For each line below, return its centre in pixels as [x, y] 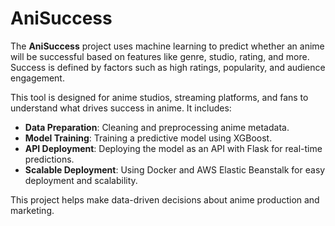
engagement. [37, 78]
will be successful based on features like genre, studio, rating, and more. [160, 56]
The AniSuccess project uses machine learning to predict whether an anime [167, 46]
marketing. [32, 210]
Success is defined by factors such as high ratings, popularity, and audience [168, 67]
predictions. [49, 159]
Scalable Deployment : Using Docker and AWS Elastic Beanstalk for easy [175, 169]
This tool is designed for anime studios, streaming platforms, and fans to [159, 97]
